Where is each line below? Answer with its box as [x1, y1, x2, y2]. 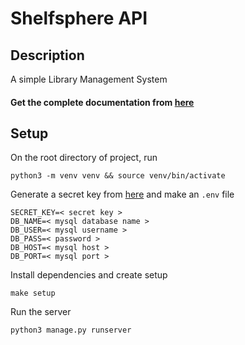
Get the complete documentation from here [10, 96, 195, 108]
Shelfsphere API [10, 7, 148, 30]
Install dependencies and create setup [10, 269, 168, 281]
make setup [10, 288, 56, 299]
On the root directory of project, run [10, 152, 158, 164]
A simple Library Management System [10, 73, 168, 85]
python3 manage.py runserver [10, 325, 132, 336]
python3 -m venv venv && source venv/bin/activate [10, 171, 226, 181]
